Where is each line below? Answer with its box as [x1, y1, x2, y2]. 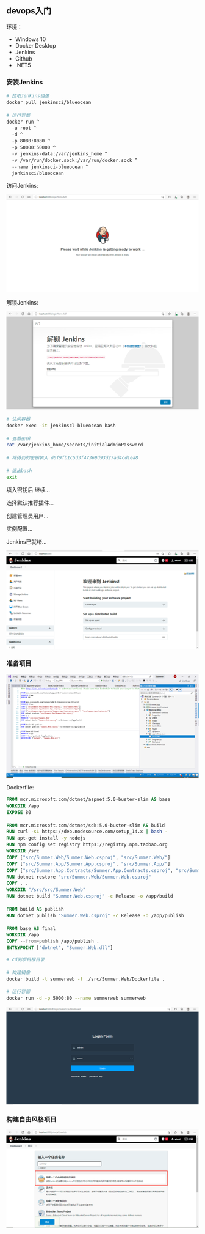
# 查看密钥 [6, 435, 31, 442]
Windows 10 [15, 35, 46, 43]
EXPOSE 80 [6, 809, 32, 815]
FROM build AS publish [6, 906, 64, 912]
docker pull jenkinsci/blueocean [6, 99, 92, 105]
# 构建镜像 [6, 969, 31, 975]
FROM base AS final [6, 925, 56, 931]
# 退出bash [6, 467, 32, 474]
